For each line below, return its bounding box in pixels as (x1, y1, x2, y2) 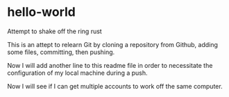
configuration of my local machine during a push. (7, 69, 148, 77)
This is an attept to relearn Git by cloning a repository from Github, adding (7, 40, 219, 48)
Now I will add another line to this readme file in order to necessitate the (7, 61, 213, 69)
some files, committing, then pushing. (7, 48, 115, 56)
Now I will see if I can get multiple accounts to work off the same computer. (7, 82, 223, 90)
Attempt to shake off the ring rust (7, 27, 102, 35)
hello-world (7, 4, 76, 20)
